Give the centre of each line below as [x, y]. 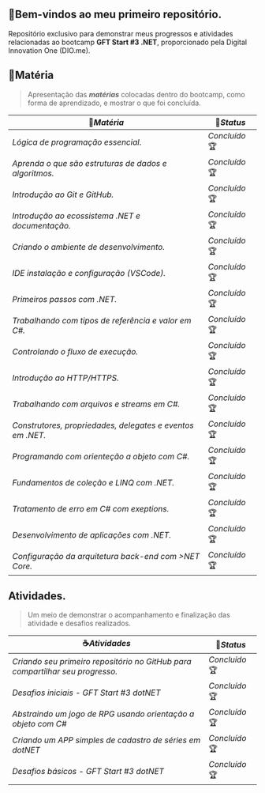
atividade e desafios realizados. [79, 623]
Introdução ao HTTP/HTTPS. [66, 378]
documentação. [41, 226]
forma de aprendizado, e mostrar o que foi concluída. [114, 103]
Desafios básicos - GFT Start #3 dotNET [88, 771]
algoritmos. [33, 173]
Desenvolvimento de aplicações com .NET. [92, 535]
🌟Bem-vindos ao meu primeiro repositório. [115, 15]
